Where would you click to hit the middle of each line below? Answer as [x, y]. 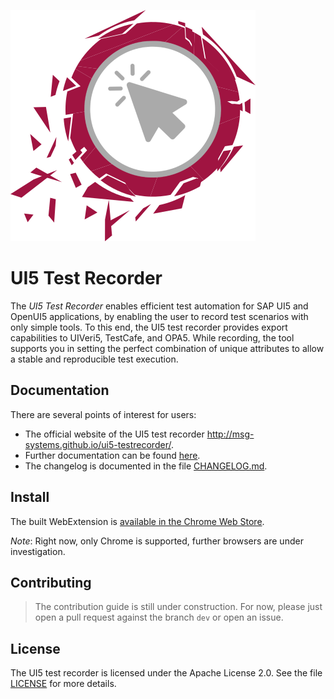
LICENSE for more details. [63, 684]
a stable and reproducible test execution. [94, 359]
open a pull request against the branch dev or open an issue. [159, 617]
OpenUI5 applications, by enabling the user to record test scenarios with [159, 316]
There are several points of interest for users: [103, 414]
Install [30, 497]
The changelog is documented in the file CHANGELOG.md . [146, 466]
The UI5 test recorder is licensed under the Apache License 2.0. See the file [166, 673]
